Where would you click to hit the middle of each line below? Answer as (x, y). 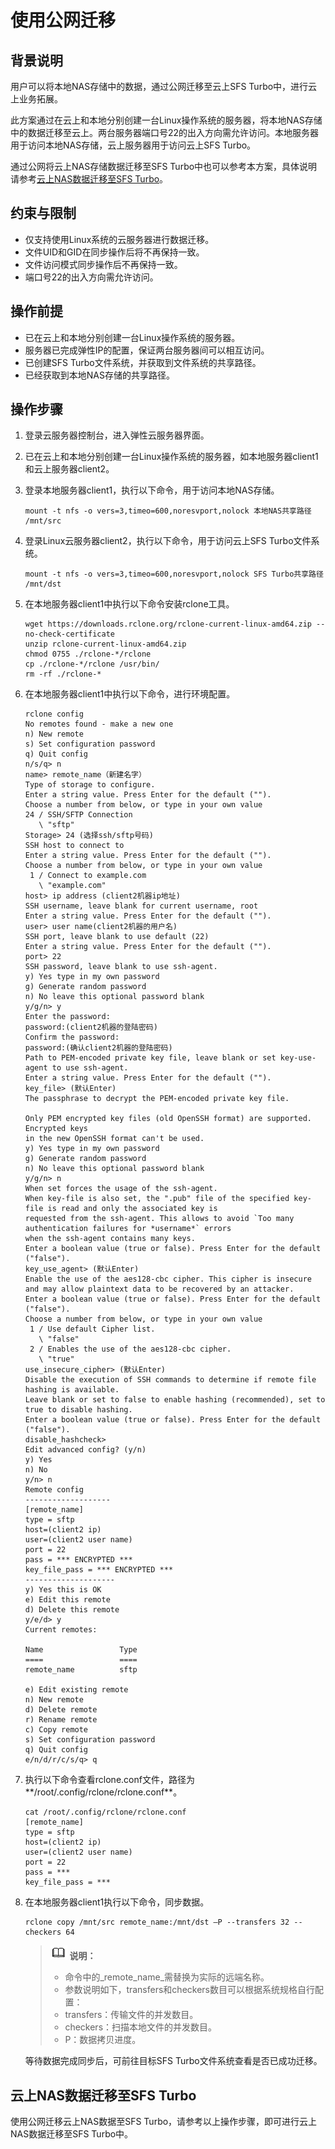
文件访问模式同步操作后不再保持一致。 (103, 264)
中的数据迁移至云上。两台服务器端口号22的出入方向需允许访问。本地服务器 (165, 132)
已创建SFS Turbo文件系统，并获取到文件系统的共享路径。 (143, 362)
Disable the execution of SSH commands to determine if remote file (170, 1380)
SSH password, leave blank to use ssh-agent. (121, 967)
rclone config (54, 714)
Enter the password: (67, 1017)
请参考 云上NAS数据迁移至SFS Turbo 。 (89, 179)
